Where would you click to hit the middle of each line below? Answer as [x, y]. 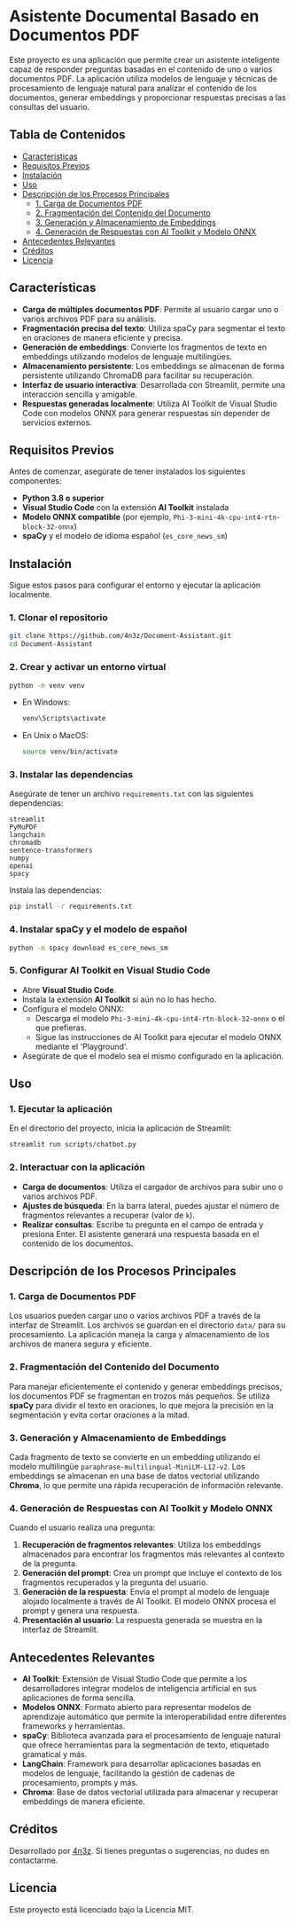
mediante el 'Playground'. [82, 1046]
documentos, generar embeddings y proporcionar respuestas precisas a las [147, 97]
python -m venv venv [47, 685]
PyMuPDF [23, 827]
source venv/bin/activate [70, 752]
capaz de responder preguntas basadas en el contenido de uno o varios [141, 69]
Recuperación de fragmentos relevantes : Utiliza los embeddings [141, 1545]
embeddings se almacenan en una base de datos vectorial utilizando [134, 1476]
